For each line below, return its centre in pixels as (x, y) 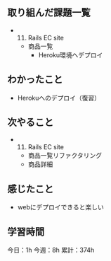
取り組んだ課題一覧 (49, 13)
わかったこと (35, 80)
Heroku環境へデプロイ (71, 54)
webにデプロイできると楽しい (60, 207)
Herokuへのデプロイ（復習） (59, 98)
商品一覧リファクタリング (65, 156)
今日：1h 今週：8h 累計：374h (51, 250)
